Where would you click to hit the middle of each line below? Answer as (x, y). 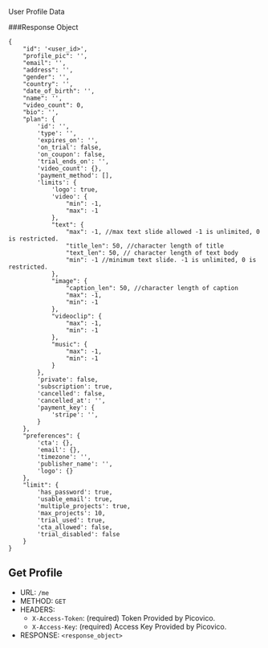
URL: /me (35, 592)
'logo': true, (75, 190)
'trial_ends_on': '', (73, 162)
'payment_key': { (66, 408)
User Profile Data (37, 12)
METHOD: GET (43, 601)
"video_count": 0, (53, 105)
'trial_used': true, (71, 520)
